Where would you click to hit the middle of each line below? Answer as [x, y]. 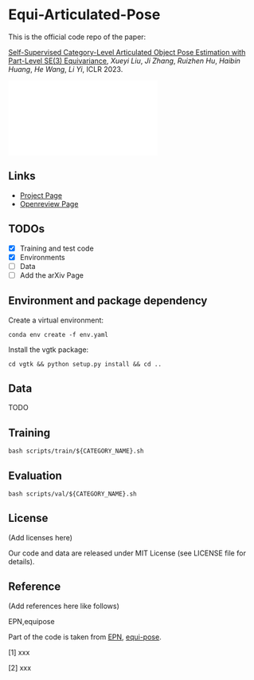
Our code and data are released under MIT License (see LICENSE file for [127, 553]
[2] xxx [20, 667]
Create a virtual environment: [56, 320]
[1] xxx [19, 652]
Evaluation [35, 475]
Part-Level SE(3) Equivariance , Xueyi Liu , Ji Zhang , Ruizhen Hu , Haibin [125, 61]
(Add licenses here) [41, 537]
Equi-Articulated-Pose [84, 15]
